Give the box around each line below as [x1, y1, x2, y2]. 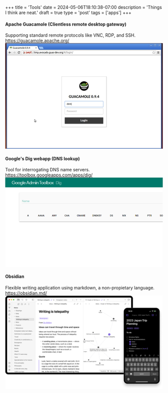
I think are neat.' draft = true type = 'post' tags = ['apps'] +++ [5, 10, 131, 16]
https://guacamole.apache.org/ [5, 38, 69, 44]
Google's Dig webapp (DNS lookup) [5, 155, 80, 161]
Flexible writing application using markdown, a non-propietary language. [5, 284, 155, 290]
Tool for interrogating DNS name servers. [5, 167, 90, 173]
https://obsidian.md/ [5, 290, 47, 296]
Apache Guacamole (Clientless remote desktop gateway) [5, 21, 126, 27]
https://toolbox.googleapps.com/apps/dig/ [5, 172, 93, 178]
